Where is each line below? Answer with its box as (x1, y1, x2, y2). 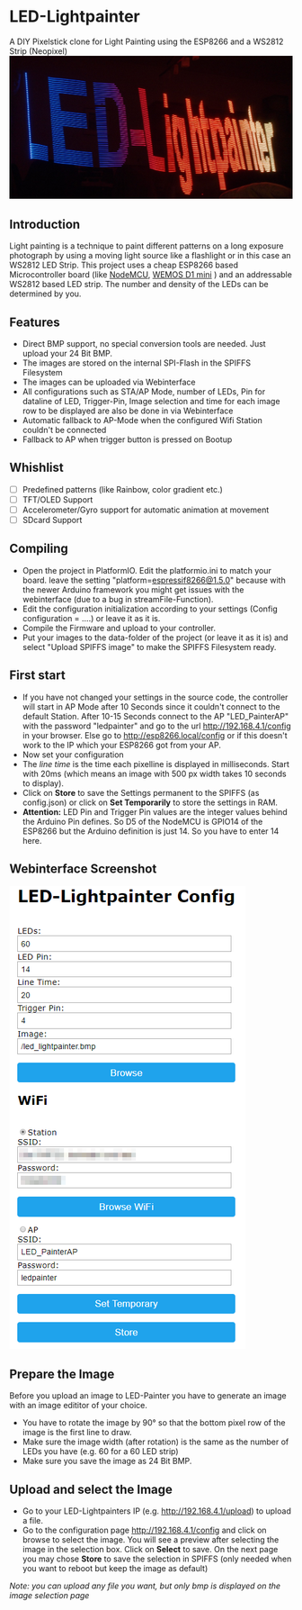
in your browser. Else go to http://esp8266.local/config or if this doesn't (22, 729, 288, 740)
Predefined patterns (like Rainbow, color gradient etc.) (22, 484, 223, 494)
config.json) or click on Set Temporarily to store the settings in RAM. (22, 797, 279, 808)
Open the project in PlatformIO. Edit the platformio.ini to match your (22, 565, 271, 575)
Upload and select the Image (9, 1481, 173, 1497)
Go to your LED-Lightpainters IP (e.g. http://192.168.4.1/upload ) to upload (22, 1506, 292, 1516)
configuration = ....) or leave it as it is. (22, 612, 161, 623)
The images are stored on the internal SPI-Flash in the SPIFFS (22, 357, 252, 368)
